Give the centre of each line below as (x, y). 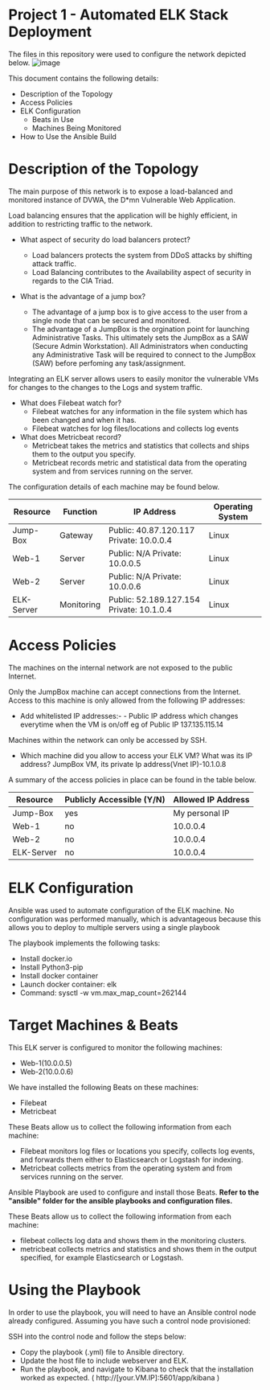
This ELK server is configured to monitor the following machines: (115, 1048)
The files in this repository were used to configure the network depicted (127, 54)
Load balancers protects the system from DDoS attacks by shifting (142, 255)
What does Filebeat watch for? (71, 403)
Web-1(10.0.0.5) (46, 1063)
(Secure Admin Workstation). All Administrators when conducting (140, 346)
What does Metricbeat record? (71, 437)
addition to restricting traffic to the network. (81, 223)
